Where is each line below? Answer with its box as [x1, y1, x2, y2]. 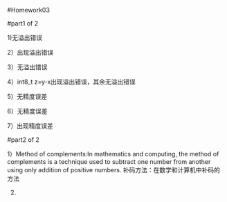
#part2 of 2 [7, 136, 40, 144]
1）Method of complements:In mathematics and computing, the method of [7, 150, 219, 158]
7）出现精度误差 [7, 122, 53, 130]
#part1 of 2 [7, 19, 39, 27]
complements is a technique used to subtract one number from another [7, 158, 211, 165]
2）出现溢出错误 [7, 48, 54, 56]
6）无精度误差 [7, 107, 48, 115]
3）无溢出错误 [7, 63, 48, 71]
